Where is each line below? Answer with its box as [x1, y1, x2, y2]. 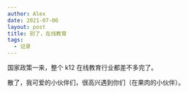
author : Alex [7, 10, 46, 18]
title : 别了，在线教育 [7, 30, 67, 37]
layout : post [7, 23, 46, 30]
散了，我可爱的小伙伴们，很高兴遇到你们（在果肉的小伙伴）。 [7, 78, 184, 87]
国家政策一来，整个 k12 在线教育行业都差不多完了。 [7, 63, 157, 71]
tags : [7, 37, 23, 44]
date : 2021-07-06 [7, 17, 59, 24]
